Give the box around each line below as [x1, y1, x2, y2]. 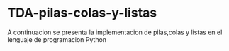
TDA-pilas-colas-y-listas [7, 5, 157, 21]
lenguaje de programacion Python [7, 35, 107, 43]
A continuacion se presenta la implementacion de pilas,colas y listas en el [7, 28, 223, 36]
